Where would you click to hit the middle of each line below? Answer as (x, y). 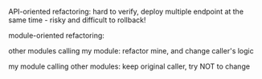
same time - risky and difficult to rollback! (77, 20)
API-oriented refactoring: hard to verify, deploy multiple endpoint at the (126, 12)
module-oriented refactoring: (56, 36)
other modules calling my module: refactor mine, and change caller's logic (131, 51)
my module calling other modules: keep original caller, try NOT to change (129, 66)
